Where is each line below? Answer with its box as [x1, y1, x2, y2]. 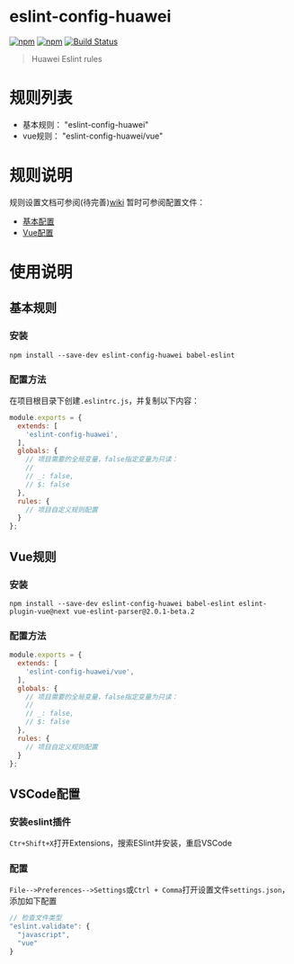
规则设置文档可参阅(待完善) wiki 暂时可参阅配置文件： [9, 196, 206, 208]
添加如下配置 [9, 896, 57, 906]
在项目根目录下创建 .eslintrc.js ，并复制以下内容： [9, 395, 200, 406]
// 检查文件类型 [9, 914, 62, 923]
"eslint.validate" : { [9, 922, 91, 932]
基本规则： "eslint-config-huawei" [22, 119, 149, 129]
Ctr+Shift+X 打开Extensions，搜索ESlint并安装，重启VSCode [9, 838, 232, 849]
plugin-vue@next [9, 607, 70, 616]
